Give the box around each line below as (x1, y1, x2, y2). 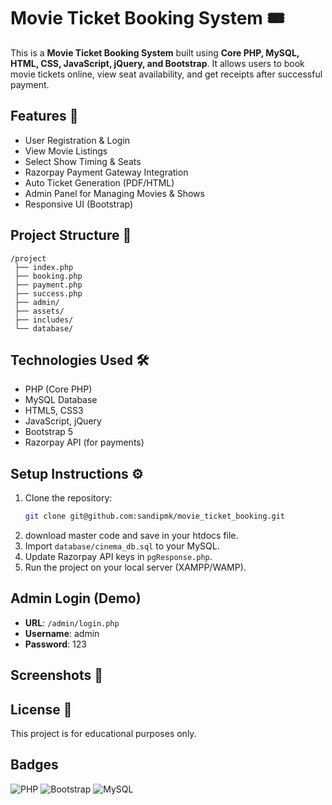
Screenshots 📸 (10, 667, 104, 684)
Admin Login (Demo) (10, 590, 142, 607)
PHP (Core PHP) (24, 383, 93, 395)
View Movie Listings (24, 145, 108, 157)
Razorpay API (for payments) (24, 436, 145, 449)
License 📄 (10, 701, 73, 718)
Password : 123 (24, 638, 87, 650)
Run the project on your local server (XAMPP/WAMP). (24, 561, 247, 574)
